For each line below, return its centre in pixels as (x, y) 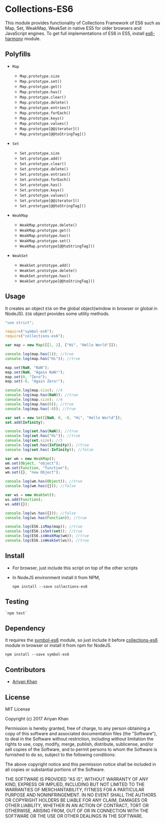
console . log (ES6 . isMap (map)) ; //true (44, 527)
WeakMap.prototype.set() (45, 241)
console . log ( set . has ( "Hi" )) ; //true (43, 436)
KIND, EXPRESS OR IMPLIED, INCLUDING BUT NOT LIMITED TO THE (75, 784)
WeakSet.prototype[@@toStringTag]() (57, 281)
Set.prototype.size (40, 153)
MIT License (18, 709)
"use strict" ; (20, 323)
